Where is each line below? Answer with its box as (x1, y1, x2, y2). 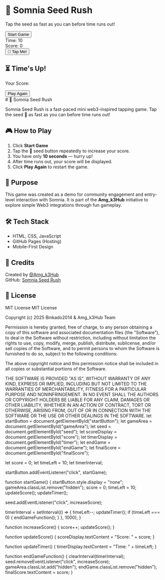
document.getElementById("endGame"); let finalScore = (5, 444, 121, 450)
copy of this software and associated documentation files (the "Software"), (5, 329, 160, 335)
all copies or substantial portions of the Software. (5, 366, 106, 372)
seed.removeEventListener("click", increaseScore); (5, 558, 110, 564)
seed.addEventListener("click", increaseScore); (5, 499, 102, 505)
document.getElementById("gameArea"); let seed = (5, 423, 111, 429)
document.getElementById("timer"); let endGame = (5, 439, 111, 445)
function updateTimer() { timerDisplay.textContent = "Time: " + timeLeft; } (5, 543, 157, 549)
